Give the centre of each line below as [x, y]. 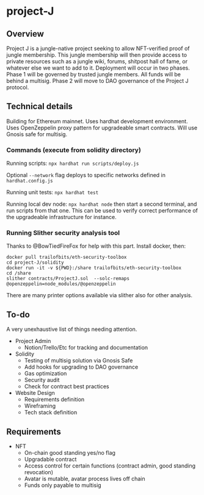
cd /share [19, 273]
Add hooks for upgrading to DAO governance [81, 367]
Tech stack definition [51, 413]
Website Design [35, 393]
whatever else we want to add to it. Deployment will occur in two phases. [98, 68]
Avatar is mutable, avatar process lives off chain [85, 479]
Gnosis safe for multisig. [37, 134]
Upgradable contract [50, 460]
